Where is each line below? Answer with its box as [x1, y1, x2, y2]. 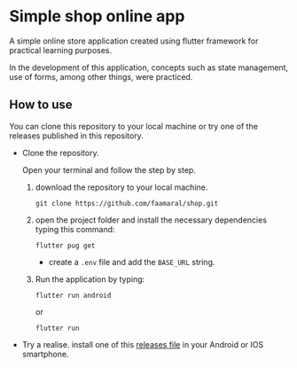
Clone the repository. [21, 147, 99, 158]
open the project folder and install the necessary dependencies [35, 215, 268, 225]
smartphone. [21, 348, 69, 359]
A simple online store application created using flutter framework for [9, 35, 259, 46]
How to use [9, 98, 73, 113]
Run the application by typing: [35, 273, 145, 285]
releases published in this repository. [9, 130, 144, 141]
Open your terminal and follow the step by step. [21, 164, 197, 175]
